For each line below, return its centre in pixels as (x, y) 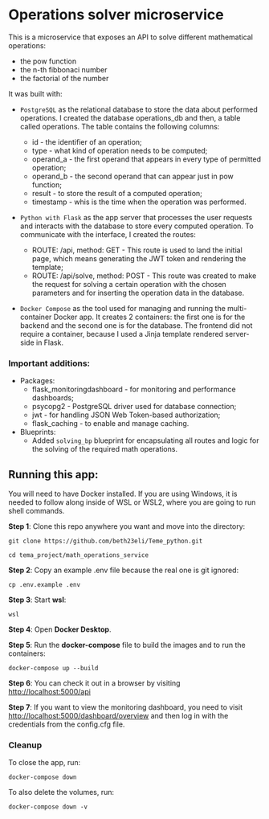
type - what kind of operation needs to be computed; (120, 150)
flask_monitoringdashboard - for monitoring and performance (134, 389)
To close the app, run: (45, 763)
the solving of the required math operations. (105, 449)
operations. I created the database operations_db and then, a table (130, 117)
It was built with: (35, 93)
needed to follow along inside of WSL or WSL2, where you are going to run (132, 502)
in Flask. (50, 342)
